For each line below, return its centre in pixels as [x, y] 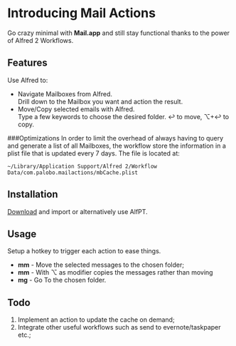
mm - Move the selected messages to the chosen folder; [101, 265]
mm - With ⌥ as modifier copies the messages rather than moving [115, 273]
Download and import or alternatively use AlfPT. [77, 211]
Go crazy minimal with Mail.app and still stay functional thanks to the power [118, 33]
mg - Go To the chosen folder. [62, 280]
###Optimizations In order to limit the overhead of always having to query [116, 138]
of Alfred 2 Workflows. [41, 40]
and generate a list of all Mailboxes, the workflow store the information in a [117, 146]
